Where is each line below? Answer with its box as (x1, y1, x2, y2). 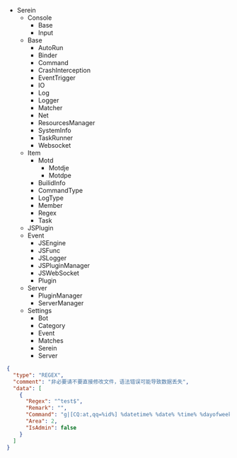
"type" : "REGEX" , (13, 371, 64, 379)
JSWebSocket (37, 269, 79, 277)
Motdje (48, 164, 69, 172)
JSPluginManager (37, 262, 90, 269)
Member (37, 201, 63, 209)
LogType (37, 194, 64, 202)
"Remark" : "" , (25, 404, 68, 412)
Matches (37, 336, 64, 345)
